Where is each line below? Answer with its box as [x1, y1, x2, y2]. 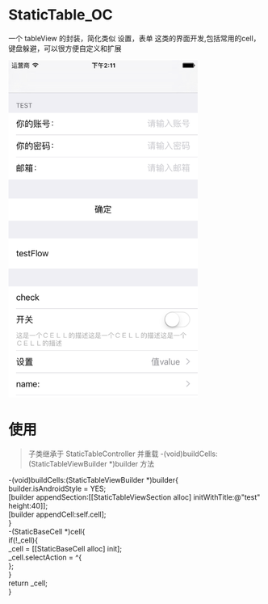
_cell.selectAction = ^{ [8, 552, 82, 562]
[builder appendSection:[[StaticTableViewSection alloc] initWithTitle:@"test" [8, 492, 261, 502]
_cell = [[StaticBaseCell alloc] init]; [8, 543, 123, 553]
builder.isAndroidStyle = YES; [8, 484, 107, 493]
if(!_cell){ [8, 535, 39, 545]
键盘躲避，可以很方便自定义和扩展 [8, 43, 122, 53]
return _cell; [8, 578, 48, 588]
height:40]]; [8, 501, 48, 510]
